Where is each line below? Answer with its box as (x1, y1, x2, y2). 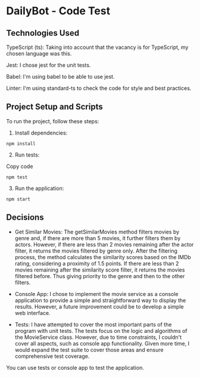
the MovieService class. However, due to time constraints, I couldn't (14, 334, 182, 341)
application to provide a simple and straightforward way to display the (14, 297, 186, 304)
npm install (6, 141, 36, 147)
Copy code (6, 163, 33, 170)
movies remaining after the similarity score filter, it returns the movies (14, 266, 185, 273)
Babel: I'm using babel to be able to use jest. (6, 73, 115, 80)
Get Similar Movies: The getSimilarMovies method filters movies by (14, 228, 180, 235)
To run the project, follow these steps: (6, 117, 99, 124)
